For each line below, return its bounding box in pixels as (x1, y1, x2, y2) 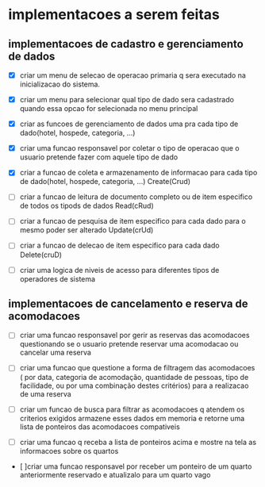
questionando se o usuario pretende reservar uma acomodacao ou (19, 339, 239, 349)
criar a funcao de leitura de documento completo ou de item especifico (19, 192, 253, 201)
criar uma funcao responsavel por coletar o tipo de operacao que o (19, 144, 240, 153)
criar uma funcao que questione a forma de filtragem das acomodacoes (19, 363, 255, 373)
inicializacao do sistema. (19, 79, 101, 89)
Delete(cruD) (19, 250, 62, 259)
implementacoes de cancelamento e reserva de (8, 297, 248, 310)
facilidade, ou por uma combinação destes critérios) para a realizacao (19, 381, 249, 390)
